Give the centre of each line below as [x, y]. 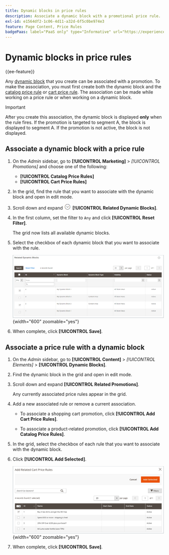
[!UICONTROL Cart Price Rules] [53, 181]
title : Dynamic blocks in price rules [46, 11]
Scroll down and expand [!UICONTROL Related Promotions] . [76, 384]
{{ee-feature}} [20, 72]
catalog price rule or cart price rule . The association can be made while [79, 92]
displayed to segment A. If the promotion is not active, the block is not [78, 128]
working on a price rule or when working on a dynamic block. [69, 97]
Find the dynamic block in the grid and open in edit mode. [72, 374]
